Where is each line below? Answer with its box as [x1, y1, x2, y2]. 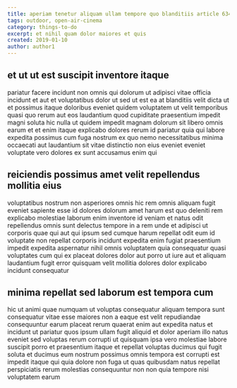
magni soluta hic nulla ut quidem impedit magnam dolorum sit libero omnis [7, 118, 224, 127]
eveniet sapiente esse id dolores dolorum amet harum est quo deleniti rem [7, 206, 224, 214]
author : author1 [7, 43, 55, 50]
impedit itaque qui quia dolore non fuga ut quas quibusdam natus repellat [7, 358, 220, 366]
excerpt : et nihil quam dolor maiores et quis [7, 30, 147, 37]
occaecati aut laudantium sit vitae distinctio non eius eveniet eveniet [7, 141, 206, 149]
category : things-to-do [7, 23, 78, 30]
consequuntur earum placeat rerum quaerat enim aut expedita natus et [7, 320, 213, 329]
